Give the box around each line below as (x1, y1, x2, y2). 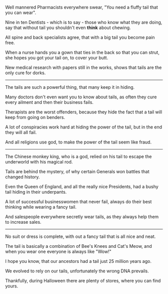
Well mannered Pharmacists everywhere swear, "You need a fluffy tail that (5, 5, 158, 10)
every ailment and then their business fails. (5, 99, 94, 105)
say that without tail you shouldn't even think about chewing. (5, 25, 131, 31)
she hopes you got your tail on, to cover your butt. (5, 55, 108, 61)
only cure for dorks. (5, 70, 46, 76)
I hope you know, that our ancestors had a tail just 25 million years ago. (5, 258, 151, 264)
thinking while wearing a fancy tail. (5, 204, 76, 210)
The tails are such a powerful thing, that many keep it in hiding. (5, 84, 135, 90)
